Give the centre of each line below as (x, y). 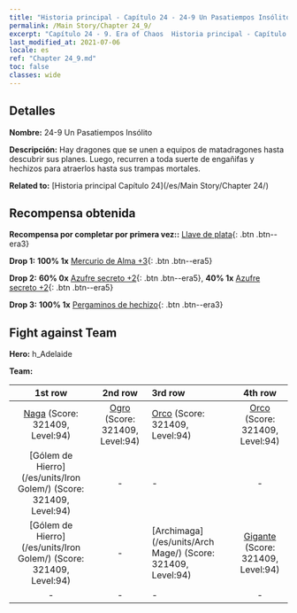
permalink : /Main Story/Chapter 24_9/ (80, 26)
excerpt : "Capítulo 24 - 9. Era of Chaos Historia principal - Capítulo (148, 34)
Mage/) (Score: (183, 553)
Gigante (260, 537)
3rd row (168, 393)
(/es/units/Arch (183, 542)
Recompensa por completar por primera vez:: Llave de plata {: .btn (132, 235)
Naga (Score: (51, 414)
